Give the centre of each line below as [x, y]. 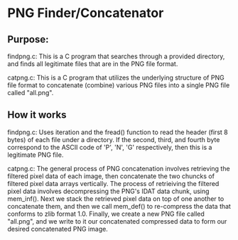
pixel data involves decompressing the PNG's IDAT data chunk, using [108, 191]
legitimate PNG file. [36, 155]
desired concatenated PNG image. [58, 229]
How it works [37, 115]
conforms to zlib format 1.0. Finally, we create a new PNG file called [106, 214]
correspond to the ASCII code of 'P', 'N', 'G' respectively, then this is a [110, 147]
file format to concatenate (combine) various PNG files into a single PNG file [119, 85]
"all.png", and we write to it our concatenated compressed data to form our [117, 221]
